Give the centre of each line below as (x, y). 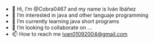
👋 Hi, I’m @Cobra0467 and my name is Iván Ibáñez (74, 9)
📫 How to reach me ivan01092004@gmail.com (70, 34)
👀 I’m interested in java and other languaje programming (80, 15)
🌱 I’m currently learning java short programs (65, 21)
